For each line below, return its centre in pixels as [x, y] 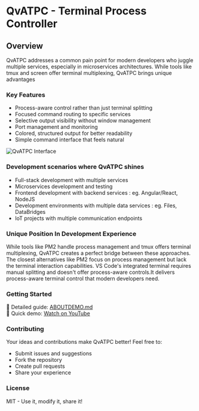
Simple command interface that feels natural [69, 140]
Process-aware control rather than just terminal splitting [84, 108]
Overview [25, 46]
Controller [32, 24]
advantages [21, 79]
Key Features [26, 95]
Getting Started [29, 294]
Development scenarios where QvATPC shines [75, 167]
